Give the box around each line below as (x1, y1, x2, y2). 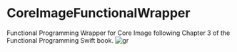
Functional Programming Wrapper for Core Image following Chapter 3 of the (6, 28, 231, 37)
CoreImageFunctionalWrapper (6, 5, 191, 21)
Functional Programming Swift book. (6, 36, 114, 44)
